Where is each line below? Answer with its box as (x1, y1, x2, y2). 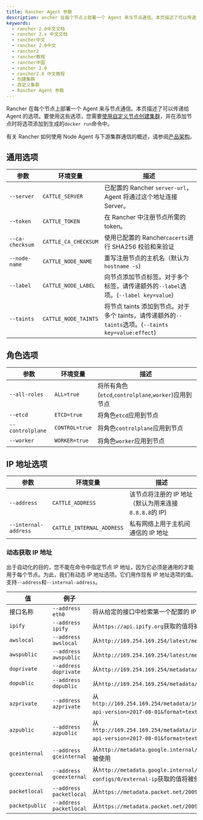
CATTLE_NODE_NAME (42, 258, 92, 265)
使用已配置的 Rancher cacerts (104, 233, 188, 242)
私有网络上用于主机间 (129, 519, 190, 528)
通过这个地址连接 (129, 192, 178, 201)
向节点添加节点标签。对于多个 (104, 273, 189, 281)
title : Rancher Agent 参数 (6, 8, 72, 15)
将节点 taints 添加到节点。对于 (104, 302, 190, 310)
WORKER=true (54, 437, 89, 444)
